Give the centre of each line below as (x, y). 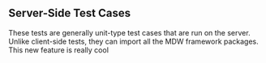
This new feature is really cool (59, 50)
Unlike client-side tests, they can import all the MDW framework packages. (134, 41)
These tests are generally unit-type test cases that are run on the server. (129, 32)
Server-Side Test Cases (70, 13)
